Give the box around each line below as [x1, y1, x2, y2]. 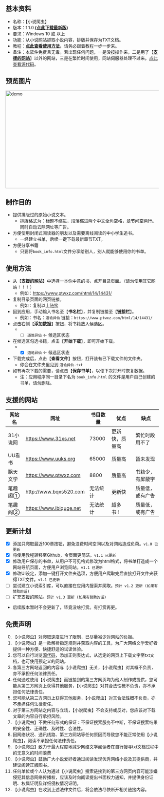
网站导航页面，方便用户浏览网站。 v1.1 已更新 [12, 565, 103, 570]
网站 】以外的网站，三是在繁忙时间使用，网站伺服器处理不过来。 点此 [21, 55, 158, 61]
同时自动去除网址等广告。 [19, 224, 72, 230]
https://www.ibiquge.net [25, 505, 81, 512]
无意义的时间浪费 [17, 750, 52, 756]
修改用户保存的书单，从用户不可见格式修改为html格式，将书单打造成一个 [12, 558, 158, 564]
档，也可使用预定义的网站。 [12, 658, 69, 664]
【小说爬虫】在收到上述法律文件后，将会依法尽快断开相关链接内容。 [12, 787, 149, 793]
